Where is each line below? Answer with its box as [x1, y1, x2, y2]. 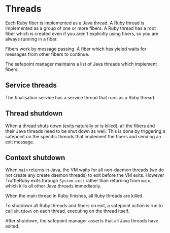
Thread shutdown [5, 109, 63, 118]
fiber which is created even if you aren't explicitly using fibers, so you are [5, 30, 159, 36]
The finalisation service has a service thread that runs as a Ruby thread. [5, 94, 156, 100]
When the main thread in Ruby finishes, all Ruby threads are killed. [5, 193, 144, 199]
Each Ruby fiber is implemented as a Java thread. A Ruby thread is [5, 20, 145, 26]
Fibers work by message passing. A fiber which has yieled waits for [5, 46, 147, 52]
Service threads [5, 81, 57, 90]
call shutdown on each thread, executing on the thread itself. [5, 208, 130, 214]
